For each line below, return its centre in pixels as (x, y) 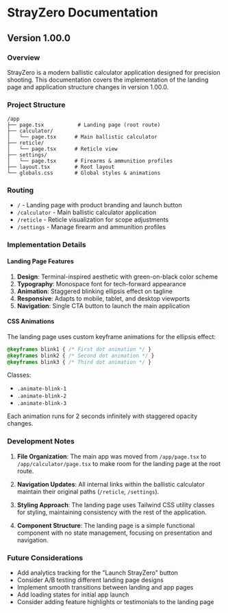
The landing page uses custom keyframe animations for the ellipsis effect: (112, 336)
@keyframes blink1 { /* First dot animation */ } (79, 349)
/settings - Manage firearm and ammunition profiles (91, 227)
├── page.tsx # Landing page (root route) (84, 125)
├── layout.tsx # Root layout (61, 167)
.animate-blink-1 (42, 389)
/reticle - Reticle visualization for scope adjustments (93, 220)
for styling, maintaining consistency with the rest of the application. (112, 512)
